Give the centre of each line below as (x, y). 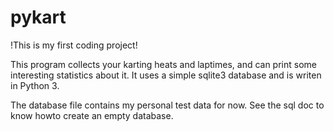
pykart (38, 17)
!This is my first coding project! (74, 45)
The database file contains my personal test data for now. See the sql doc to (167, 105)
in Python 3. (35, 85)
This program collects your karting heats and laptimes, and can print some (163, 64)
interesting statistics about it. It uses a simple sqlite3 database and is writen (166, 75)
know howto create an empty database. (92, 115)
